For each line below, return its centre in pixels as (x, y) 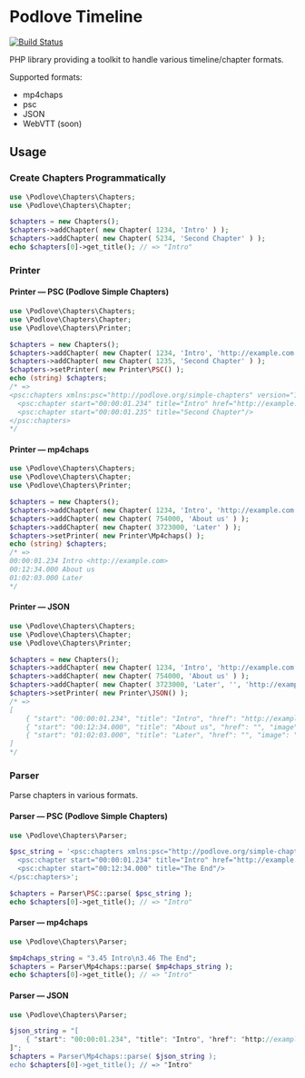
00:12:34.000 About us (52, 569)
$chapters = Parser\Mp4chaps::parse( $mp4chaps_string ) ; (121, 966)
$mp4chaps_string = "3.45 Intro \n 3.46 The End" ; (103, 958)
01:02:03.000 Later (46, 578)
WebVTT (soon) (52, 124)
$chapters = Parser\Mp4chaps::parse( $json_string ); (113, 1057)
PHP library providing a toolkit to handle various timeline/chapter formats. (147, 59)
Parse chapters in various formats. (74, 796)
